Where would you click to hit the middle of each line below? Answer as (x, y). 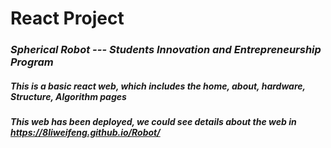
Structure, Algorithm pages (68, 96)
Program (32, 62)
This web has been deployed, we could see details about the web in (153, 122)
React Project (67, 18)
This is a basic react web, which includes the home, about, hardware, (158, 86)
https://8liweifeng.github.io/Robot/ (85, 133)
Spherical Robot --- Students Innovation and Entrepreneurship (166, 50)
